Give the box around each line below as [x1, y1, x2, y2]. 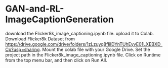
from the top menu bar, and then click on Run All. [5, 57, 107, 63]
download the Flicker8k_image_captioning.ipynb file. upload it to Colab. [5, 30, 154, 36]
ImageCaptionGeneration [5, 14, 114, 25]
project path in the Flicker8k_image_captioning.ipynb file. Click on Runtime [5, 51, 161, 58]
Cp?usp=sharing [5, 46, 40, 52]
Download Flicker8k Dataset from [5, 36, 75, 42]
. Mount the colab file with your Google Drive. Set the [39, 46, 150, 52]
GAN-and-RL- [5, 3, 64, 15]
